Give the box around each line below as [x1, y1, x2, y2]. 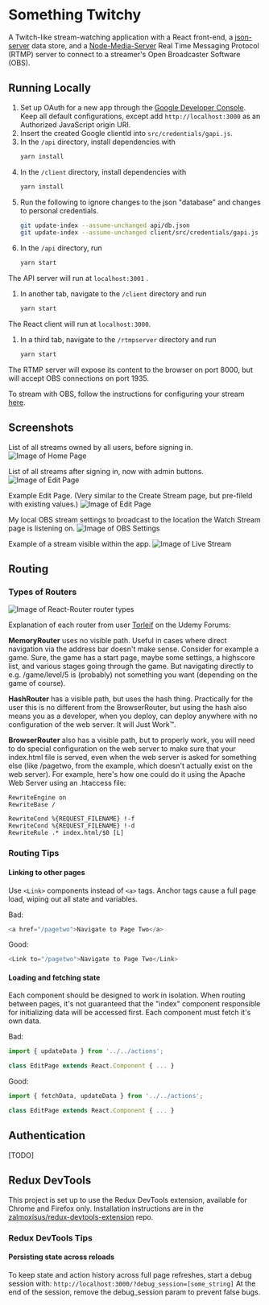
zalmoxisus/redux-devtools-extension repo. [8, 1212, 154, 1221]
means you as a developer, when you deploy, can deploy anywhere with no [8, 711, 258, 721]
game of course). [8, 679, 66, 688]
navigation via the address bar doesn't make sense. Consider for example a [8, 644, 259, 654]
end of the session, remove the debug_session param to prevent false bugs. [8, 1286, 261, 1297]
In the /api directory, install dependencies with [19, 137, 176, 147]
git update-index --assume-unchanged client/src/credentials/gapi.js [19, 229, 259, 237]
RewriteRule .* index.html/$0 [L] [8, 829, 125, 837]
